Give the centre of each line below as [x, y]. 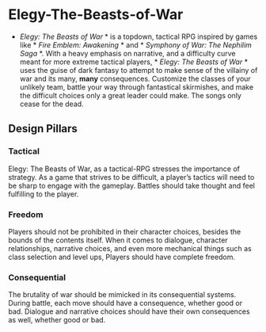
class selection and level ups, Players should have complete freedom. [122, 257]
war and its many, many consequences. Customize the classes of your [135, 78]
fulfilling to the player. [44, 194]
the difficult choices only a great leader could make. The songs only [130, 95]
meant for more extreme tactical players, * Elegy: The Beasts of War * [133, 62]
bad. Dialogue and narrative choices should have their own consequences [129, 311]
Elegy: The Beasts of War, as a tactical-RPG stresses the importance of [124, 169]
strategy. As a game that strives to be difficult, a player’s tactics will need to [131, 177]
